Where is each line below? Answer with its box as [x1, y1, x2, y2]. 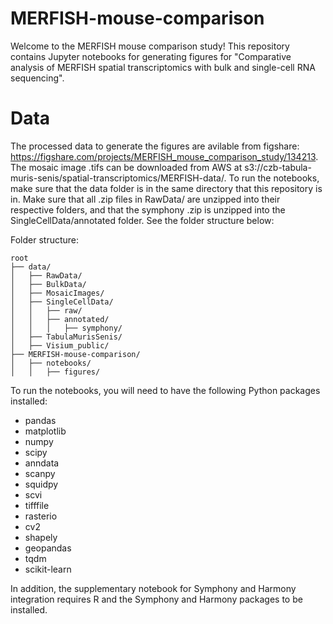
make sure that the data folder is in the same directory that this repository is [10, 182, 323, 194]
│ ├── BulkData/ [10, 279, 87, 289]
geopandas [24, 542, 72, 554]
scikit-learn [24, 563, 72, 575]
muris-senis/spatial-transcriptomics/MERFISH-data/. [10, 172, 227, 184]
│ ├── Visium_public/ [10, 340, 110, 351]
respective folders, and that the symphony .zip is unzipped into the [10, 203, 286, 216]
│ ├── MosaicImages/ [10, 288, 105, 298]
